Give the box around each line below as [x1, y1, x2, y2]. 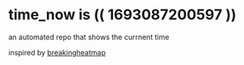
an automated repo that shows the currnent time [8, 32, 170, 42]
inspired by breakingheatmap [8, 47, 107, 57]
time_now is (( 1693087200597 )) [8, 6, 237, 24]
